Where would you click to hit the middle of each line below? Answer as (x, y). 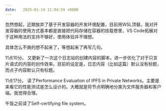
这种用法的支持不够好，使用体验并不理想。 (53, 37)
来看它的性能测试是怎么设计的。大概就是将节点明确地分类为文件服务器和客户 (83, 86)
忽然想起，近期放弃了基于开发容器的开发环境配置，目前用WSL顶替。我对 (79, 24)
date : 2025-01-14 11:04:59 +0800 (42, 10)
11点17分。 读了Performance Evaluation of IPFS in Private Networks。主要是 (82, 80)
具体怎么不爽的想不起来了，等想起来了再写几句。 (55, 47)
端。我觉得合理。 (23, 93)
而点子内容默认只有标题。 (31, 70)
